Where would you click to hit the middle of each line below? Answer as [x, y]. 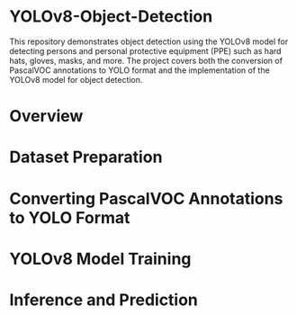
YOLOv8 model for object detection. [76, 79]
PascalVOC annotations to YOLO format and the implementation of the [139, 70]
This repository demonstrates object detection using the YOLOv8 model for [149, 41]
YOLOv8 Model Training [100, 259]
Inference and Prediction [103, 300]
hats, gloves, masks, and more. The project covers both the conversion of [146, 60]
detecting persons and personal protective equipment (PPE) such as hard [145, 50]
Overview [46, 117]
